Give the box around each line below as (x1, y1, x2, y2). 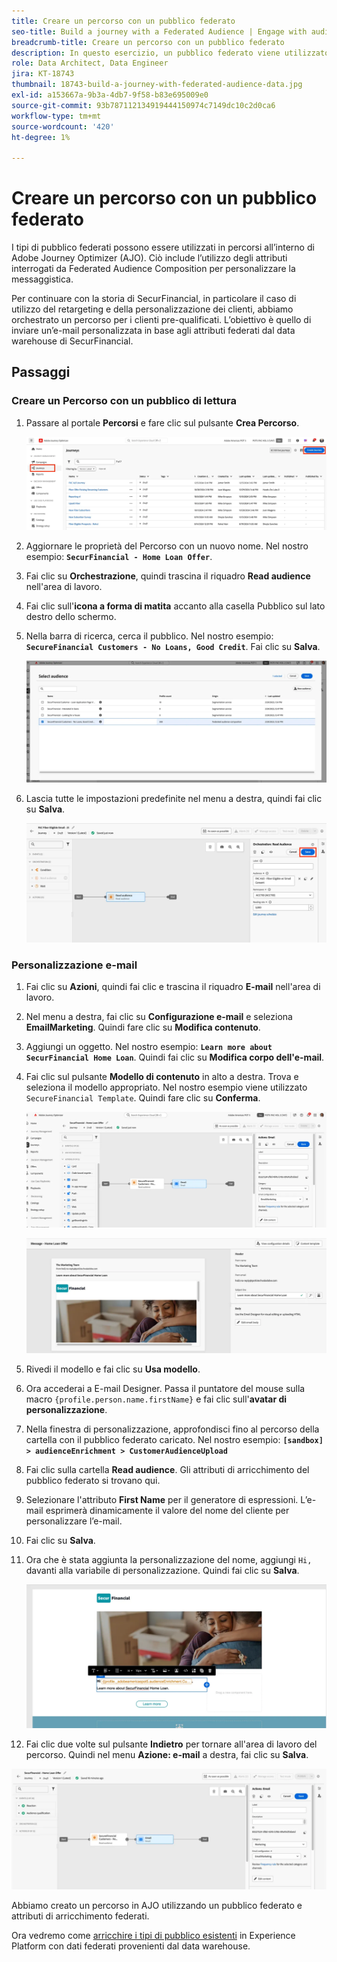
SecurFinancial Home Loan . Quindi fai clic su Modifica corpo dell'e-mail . (25, 1051, 325, 1064)
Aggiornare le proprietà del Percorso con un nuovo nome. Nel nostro (25, 540, 309, 552)
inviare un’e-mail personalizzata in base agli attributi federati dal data (11, 325, 296, 337)
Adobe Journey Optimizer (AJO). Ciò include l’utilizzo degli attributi (11, 252, 288, 264)
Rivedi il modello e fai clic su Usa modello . (25, 1363, 201, 1375)
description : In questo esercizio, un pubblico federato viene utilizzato (11, 48, 330, 58)
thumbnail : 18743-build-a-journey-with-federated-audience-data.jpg (11, 80, 303, 90)
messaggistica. (11, 273, 74, 285)
